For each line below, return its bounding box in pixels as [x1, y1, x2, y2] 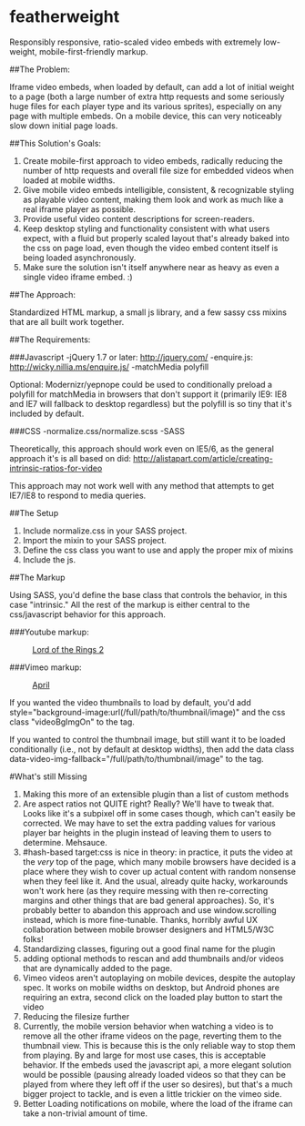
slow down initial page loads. [9, 120, 118, 131]
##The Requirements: [9, 334, 91, 345]
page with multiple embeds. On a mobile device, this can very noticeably [9, 110, 282, 121]
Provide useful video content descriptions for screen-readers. [22, 213, 255, 224]
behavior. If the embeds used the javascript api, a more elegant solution [22, 1059, 292, 1070]
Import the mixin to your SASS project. [22, 534, 167, 545]
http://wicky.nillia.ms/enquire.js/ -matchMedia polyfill [9, 361, 209, 372]
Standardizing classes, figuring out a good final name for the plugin [22, 943, 276, 954]
